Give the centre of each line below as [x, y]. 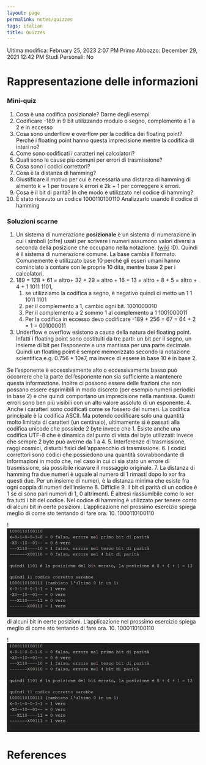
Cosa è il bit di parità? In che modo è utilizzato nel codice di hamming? [105, 192]
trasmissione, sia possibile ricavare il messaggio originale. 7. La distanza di [101, 468]
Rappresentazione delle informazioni [102, 82]
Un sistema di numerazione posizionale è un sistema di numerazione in [106, 235]
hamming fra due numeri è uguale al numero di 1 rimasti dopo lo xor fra [96, 474]
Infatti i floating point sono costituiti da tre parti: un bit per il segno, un [104, 339]
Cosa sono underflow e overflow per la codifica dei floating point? [99, 134]
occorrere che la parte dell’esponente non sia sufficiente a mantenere [94, 377]
